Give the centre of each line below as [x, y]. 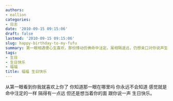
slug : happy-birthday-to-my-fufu [41, 43]
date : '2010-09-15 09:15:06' [37, 29]
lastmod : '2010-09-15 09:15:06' [40, 39]
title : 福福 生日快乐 [26, 72]
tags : [11, 53]
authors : [15, 10]
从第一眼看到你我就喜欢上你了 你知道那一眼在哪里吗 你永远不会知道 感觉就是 [86, 87]
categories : [18, 19]
